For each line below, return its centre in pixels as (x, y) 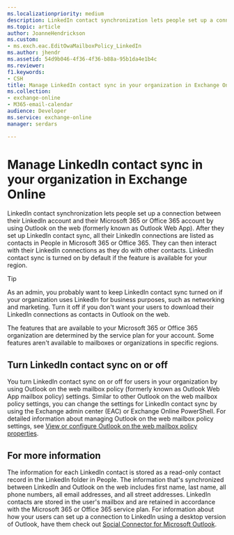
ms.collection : (29, 91)
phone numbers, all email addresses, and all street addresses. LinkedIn (109, 495)
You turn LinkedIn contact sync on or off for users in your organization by (112, 382)
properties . (23, 434)
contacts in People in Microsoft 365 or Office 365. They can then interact (112, 243)
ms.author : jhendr (34, 53)
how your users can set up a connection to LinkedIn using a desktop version (117, 517)
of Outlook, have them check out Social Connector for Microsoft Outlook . (112, 525)
